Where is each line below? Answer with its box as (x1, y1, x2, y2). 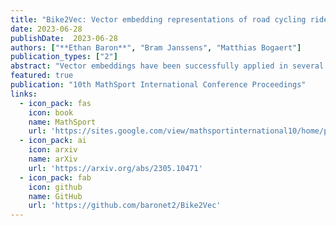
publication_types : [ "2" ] (10, 52, 118, 62)
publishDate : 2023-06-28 (10, 33, 118, 43)
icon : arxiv (28, 145, 78, 155)
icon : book (28, 107, 74, 118)
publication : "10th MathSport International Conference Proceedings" (10, 80, 307, 90)
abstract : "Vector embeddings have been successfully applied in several (10, 61, 325, 71)
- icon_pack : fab (19, 172, 92, 183)
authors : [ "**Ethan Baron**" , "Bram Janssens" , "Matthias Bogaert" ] (10, 42, 302, 53)
